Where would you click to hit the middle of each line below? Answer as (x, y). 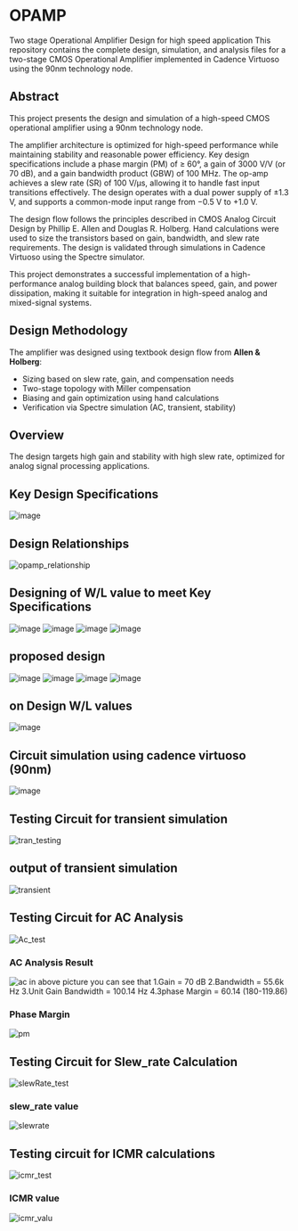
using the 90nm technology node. (71, 69)
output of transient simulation (93, 869)
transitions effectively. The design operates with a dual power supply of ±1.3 (149, 192)
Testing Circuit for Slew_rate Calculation (124, 1062)
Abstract (34, 97)
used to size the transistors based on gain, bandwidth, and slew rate (134, 238)
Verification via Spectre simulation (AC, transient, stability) (129, 407)
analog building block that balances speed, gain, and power (168, 283)
